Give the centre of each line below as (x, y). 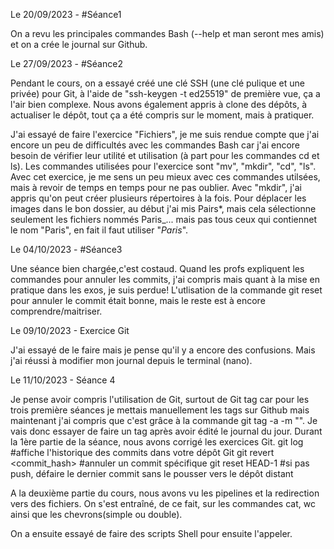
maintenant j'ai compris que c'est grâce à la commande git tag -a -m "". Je (164, 420)
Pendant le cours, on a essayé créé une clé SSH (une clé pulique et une (157, 83)
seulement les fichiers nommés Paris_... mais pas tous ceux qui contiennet (164, 219)
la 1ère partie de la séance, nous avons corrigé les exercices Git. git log (157, 442)
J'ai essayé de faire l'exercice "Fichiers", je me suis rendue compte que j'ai (165, 134)
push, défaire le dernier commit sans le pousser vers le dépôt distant (152, 473)
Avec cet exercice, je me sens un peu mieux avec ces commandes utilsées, (165, 177)
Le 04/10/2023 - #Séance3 (66, 249)
